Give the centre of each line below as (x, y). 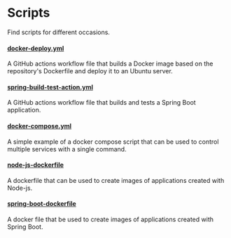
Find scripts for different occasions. (59, 32)
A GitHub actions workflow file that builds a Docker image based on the (110, 64)
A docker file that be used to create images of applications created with (110, 219)
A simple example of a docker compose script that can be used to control (113, 142)
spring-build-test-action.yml (50, 87)
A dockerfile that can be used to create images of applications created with (116, 180)
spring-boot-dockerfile (42, 204)
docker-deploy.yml (36, 48)
